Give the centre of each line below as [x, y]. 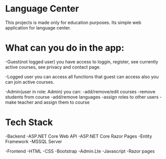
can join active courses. [30, 82]
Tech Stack [29, 122]
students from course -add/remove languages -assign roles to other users [82, 97]
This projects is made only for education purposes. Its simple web [73, 22]
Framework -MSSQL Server [34, 141]
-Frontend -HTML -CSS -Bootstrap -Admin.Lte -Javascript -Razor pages [80, 151]
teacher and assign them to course [53, 102]
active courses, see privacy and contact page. [53, 67]
